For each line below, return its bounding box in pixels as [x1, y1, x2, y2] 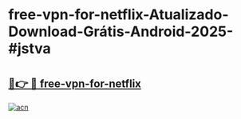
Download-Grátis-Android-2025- [8, 22, 234, 41]
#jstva [8, 40, 52, 58]
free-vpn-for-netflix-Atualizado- [8, 6, 229, 24]
